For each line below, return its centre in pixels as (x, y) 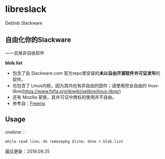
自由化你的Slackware (38, 40)
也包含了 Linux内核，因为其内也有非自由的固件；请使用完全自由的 (80, 85)
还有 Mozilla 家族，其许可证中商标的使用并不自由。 (64, 97)
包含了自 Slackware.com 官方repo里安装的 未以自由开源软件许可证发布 (84, 73)
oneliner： (16, 132)
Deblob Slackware (24, 23)
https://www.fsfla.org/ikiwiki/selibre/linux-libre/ (71, 91)
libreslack (26, 9)
